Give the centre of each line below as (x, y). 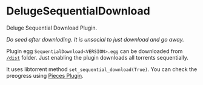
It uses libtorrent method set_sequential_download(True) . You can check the (102, 69)
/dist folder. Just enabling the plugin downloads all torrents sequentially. (98, 57)
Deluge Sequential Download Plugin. (52, 28)
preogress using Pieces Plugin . (45, 75)
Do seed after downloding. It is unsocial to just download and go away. (95, 39)
